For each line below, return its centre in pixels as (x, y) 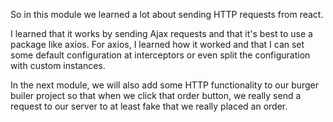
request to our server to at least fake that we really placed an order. (149, 106)
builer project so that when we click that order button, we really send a (156, 95)
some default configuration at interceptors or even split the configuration (160, 55)
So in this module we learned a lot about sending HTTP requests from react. (167, 14)
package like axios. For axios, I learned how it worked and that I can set (157, 44)
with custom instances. (58, 65)
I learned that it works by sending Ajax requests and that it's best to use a (161, 33)
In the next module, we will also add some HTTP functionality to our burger (165, 85)
